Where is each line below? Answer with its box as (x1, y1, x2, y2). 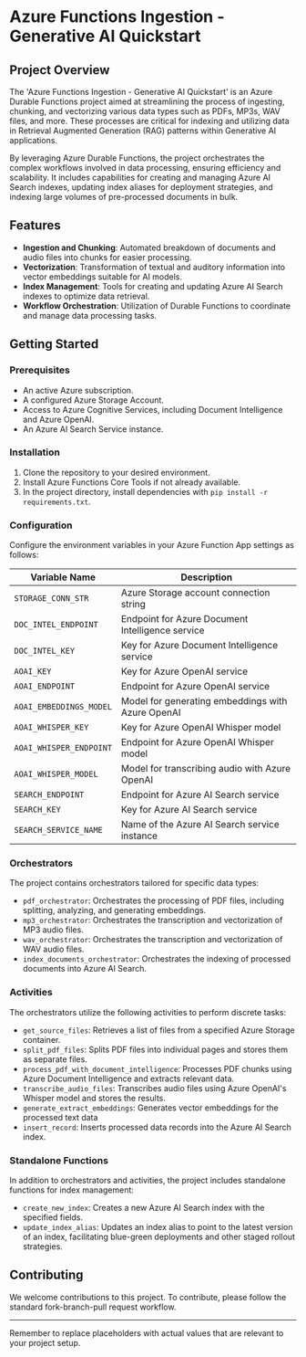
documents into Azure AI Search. (22, 963, 148, 974)
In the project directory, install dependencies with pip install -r (22, 486, 269, 497)
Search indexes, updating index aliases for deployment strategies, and (9, 182, 273, 193)
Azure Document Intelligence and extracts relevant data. (22, 1073, 235, 1084)
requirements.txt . (22, 496, 91, 507)
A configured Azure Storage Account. (22, 394, 164, 405)
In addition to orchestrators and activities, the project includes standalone (9, 1174, 286, 1185)
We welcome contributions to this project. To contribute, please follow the (9, 1291, 287, 1302)
